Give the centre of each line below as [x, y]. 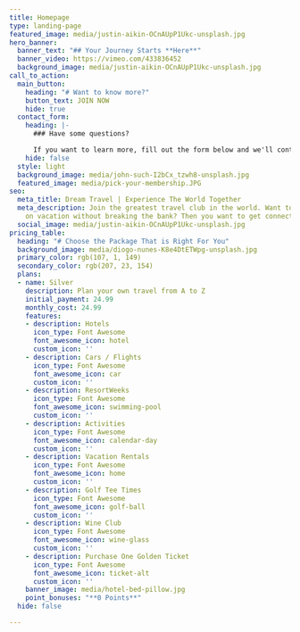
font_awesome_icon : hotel [81, 341]
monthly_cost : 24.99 [63, 308]
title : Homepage [39, 17]
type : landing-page [46, 26]
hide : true [46, 109]
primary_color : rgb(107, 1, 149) [79, 258]
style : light [42, 166]
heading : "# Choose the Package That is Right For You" [123, 241]
